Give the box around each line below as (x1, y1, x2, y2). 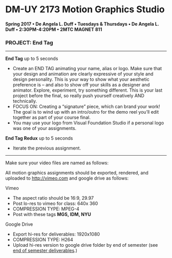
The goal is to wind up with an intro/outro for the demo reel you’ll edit (12, 109, 159, 115)
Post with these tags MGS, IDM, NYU (12, 211, 91, 218)
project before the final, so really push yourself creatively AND (12, 93, 145, 99)
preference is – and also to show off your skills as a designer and (12, 82, 150, 88)
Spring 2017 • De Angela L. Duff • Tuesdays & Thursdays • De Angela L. (5, 20, 159, 27)
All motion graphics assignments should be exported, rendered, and (5, 170, 148, 176)
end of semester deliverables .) (12, 247, 78, 254)
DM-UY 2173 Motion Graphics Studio (5, 4, 165, 15)
